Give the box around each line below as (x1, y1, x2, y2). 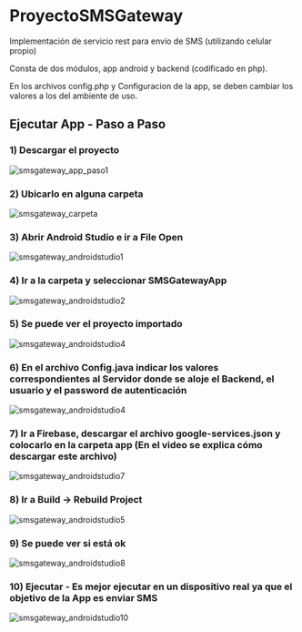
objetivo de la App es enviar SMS (9, 591, 158, 604)
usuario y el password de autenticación (9, 383, 187, 396)
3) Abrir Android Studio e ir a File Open (9, 230, 184, 243)
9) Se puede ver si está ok (9, 536, 126, 549)
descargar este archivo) (9, 450, 118, 463)
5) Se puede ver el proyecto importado (9, 318, 184, 331)
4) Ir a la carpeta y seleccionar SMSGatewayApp (9, 274, 227, 287)
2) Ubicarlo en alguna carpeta (9, 188, 144, 200)
